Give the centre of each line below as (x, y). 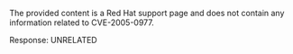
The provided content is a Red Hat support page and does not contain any (147, 13)
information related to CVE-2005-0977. (82, 22)
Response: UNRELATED (53, 40)
